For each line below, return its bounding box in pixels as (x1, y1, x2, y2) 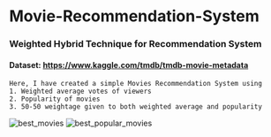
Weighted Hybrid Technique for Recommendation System (9, 38, 262, 50)
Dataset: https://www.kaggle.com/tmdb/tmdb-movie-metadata (9, 59, 249, 70)
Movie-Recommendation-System (9, 6, 260, 27)
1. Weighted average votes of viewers (9, 87, 152, 96)
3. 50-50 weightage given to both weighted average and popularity (9, 103, 263, 111)
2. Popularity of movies (9, 95, 101, 103)
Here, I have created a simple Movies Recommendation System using (9, 80, 263, 88)
